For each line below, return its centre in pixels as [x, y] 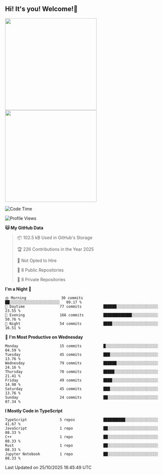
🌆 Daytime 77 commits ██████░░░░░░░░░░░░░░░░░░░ [82, 307]
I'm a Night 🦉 [18, 289]
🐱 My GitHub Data [24, 228]
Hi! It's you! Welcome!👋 [41, 9]
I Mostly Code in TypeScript [34, 411]
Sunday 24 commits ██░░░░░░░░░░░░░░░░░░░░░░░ [82, 397]
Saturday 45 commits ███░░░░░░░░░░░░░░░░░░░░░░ [82, 389]
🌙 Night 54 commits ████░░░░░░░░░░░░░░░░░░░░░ [82, 324]
